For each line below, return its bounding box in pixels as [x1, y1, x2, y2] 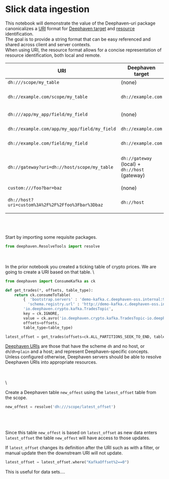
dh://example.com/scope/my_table [8, 94, 88, 100]
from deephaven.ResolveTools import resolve [5, 244, 100, 249]
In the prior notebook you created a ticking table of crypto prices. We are [5, 263, 157, 269]
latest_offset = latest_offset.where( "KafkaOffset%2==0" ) [5, 460, 129, 465]
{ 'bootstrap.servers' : [23, 297, 78, 302]
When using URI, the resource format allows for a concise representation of [5, 47, 162, 53]
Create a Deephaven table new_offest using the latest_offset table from [5, 390, 157, 396]
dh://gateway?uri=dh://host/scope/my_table [8, 164, 114, 170]
